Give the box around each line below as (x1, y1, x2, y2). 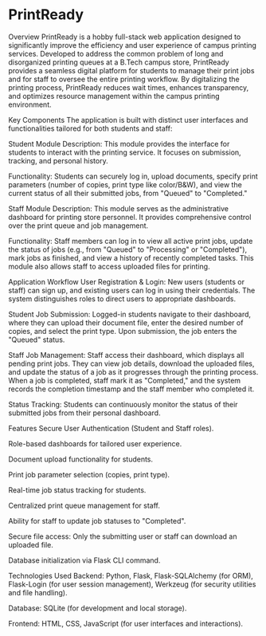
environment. (8, 100, 52, 109)
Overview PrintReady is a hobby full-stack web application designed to (8, 32, 241, 41)
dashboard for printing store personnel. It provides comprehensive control (8, 212, 252, 222)
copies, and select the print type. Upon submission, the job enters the (8, 326, 237, 336)
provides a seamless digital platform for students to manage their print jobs (8, 65, 255, 75)
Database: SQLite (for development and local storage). (8, 603, 187, 613)
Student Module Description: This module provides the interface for (8, 139, 230, 148)
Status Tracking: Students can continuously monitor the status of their (8, 399, 238, 409)
